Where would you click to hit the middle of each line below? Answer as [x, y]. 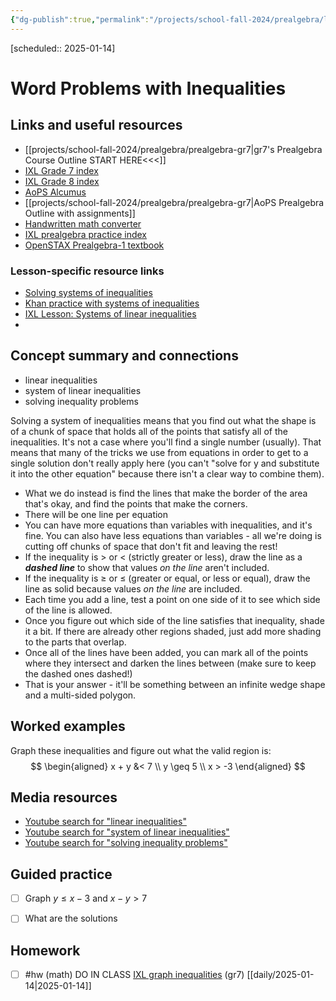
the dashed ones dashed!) [78, 673]
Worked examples [68, 726]
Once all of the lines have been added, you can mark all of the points [166, 652]
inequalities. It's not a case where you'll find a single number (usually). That [166, 442]
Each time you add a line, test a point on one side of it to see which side [172, 599]
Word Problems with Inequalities [148, 88]
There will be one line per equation [96, 514]
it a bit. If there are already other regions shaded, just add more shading [173, 631]
